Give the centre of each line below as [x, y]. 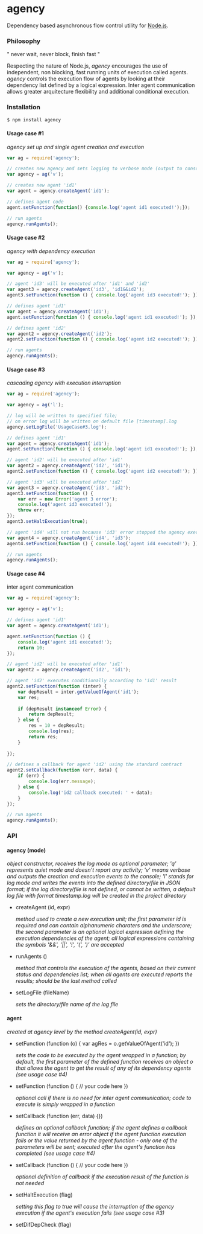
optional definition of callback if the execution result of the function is [102, 1177]
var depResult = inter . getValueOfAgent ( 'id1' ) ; [78, 692]
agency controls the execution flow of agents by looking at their [86, 79]
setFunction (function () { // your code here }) [72, 1086]
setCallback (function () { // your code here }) [72, 1165]
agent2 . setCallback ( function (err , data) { [62, 770]
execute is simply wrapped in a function [65, 1104]
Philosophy [24, 41]
